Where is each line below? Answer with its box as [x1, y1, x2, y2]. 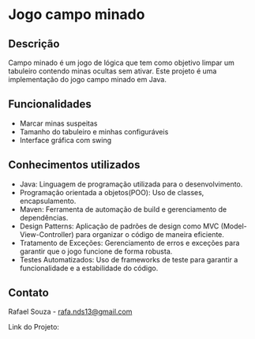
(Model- [220, 221, 247, 231]
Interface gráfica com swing [19, 135, 112, 145]
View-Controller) [19, 229, 74, 239]
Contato [8, 286, 49, 299]
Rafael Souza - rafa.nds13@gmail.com [8, 307, 133, 317]
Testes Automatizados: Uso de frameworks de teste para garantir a [19, 254, 238, 264]
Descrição [8, 37, 60, 51]
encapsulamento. [19, 196, 77, 205]
